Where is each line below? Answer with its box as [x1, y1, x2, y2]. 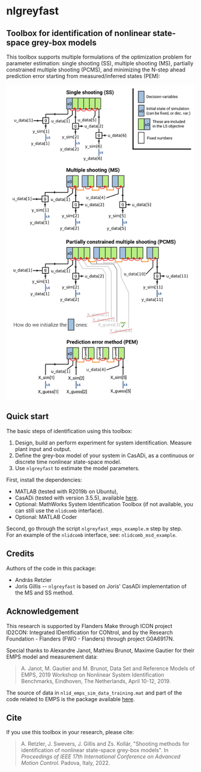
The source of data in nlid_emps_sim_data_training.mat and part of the [6, 689, 182, 696]
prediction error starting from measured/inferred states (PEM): [6, 73, 161, 79]
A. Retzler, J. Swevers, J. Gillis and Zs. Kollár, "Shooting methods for [20, 740, 190, 747]
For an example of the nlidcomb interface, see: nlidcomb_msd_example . [6, 531, 177, 538]
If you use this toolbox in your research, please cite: [6, 729, 134, 736]
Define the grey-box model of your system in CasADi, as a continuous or [14, 452, 194, 459]
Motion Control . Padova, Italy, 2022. [20, 759, 110, 767]
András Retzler [14, 576, 52, 583]
